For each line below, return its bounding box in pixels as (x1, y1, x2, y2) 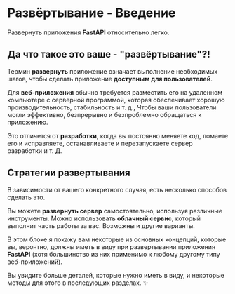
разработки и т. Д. (7, 146, 62, 155)
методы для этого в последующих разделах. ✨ (7, 279, 149, 287)
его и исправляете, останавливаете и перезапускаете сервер (7, 139, 193, 147)
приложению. (7, 118, 48, 126)
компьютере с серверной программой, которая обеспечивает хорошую (7, 95, 226, 104)
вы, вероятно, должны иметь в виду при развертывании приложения (7, 242, 216, 250)
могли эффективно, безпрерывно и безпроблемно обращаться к (7, 110, 202, 119)
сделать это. (7, 193, 46, 201)
